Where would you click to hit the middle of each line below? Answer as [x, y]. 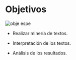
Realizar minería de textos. [40, 33]
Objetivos [26, 9]
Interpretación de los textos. [42, 43]
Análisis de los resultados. [40, 53]
